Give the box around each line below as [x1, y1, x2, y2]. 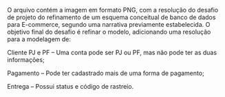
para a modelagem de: [7, 35, 71, 43]
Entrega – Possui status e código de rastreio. [7, 83, 134, 90]
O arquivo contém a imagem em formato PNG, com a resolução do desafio [7, 6, 219, 14]
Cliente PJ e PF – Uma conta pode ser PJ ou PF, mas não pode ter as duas [7, 48, 217, 56]
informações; [7, 56, 45, 64]
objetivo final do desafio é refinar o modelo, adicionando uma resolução [7, 28, 211, 36]
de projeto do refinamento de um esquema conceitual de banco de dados [7, 13, 216, 21]
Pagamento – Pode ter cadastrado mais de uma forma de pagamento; [7, 69, 204, 77]
